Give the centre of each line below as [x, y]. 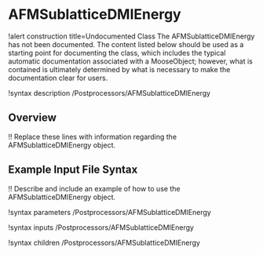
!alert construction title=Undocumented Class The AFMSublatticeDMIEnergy [131, 36]
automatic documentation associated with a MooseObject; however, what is [130, 61]
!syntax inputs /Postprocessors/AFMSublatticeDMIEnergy [101, 227]
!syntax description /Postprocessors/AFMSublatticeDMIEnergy [109, 93]
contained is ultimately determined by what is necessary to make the [119, 69]
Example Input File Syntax [73, 170]
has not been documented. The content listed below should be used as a [126, 44]
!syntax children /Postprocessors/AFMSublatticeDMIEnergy [104, 242]
